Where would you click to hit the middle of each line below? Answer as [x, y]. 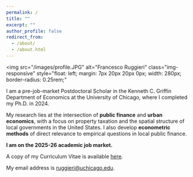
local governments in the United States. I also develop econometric [88, 127]
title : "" [18, 19]
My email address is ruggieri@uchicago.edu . [60, 168]
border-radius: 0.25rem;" [37, 79]
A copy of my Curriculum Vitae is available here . [65, 156]
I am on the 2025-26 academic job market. [60, 145]
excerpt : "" [21, 25]
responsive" [21, 73]
